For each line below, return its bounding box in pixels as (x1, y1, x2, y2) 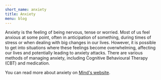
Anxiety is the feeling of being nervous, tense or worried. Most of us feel (5, 30, 150, 35)
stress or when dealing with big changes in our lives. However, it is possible (5, 40, 156, 46)
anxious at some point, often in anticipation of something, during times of (5, 34, 151, 40)
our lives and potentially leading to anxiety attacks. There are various (5, 50, 143, 56)
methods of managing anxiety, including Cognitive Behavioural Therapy (5, 55, 148, 61)
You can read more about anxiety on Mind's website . (5, 70, 111, 76)
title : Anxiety (5, 12, 36, 16)
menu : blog (5, 16, 27, 21)
